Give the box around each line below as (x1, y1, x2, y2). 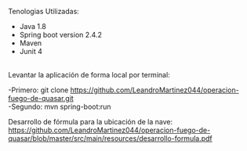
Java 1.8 (19, 22, 47, 31)
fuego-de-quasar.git (8, 94, 74, 102)
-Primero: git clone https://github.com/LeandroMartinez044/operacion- (8, 85, 239, 95)
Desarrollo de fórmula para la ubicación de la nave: (8, 117, 173, 126)
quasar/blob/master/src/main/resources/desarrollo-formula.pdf (8, 134, 213, 143)
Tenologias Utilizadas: (8, 7, 80, 16)
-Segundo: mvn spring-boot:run (8, 102, 111, 111)
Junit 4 (19, 47, 43, 56)
